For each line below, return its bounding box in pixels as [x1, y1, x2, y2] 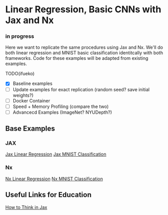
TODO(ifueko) [5, 71, 35, 77]
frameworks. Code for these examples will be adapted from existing [5, 55, 149, 61]
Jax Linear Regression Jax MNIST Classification [5, 151, 107, 157]
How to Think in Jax [5, 204, 48, 210]
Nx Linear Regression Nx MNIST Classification [5, 176, 103, 182]
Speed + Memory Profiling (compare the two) [12, 103, 109, 110]
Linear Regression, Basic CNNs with [5, 4, 161, 15]
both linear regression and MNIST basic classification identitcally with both [5, 50, 163, 56]
